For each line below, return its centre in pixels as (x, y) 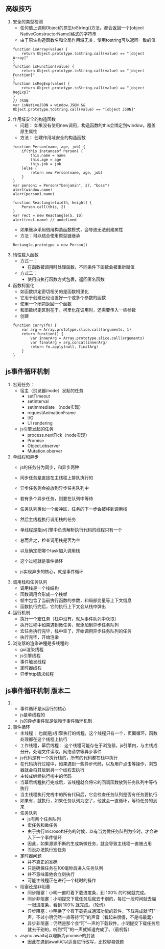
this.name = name (48, 155)
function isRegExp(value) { (41, 83)
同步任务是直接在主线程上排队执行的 (57, 477)
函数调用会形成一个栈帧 (44, 594)
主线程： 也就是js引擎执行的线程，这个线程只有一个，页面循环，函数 (89, 733)
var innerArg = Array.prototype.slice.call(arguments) (88, 338)
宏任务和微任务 (42, 825)
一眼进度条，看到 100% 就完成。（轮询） (68, 905)
